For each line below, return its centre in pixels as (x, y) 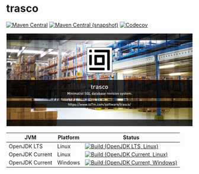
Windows (69, 163)
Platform (69, 137)
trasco (22, 9)
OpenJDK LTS (26, 146)
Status (131, 137)
